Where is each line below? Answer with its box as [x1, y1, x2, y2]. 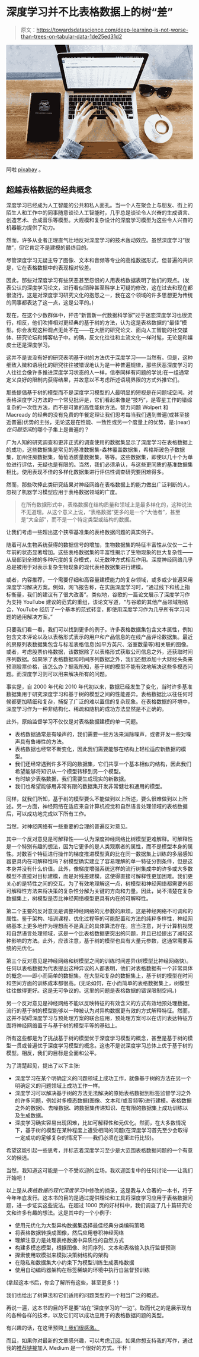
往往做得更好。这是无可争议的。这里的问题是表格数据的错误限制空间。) [6, 987, 177, 994]
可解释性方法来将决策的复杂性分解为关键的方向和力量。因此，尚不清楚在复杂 [6, 887, 193, 895]
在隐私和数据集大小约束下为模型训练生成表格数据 [14, 1259, 134, 1266]
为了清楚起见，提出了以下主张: [6, 1062, 81, 1069]
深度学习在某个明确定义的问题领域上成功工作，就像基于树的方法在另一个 [14, 1075, 191, 1082]
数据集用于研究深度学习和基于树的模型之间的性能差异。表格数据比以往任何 [6, 691, 188, 698]
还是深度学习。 [16, 341, 53, 348]
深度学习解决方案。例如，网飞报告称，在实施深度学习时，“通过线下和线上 [6, 584, 185, 591]
